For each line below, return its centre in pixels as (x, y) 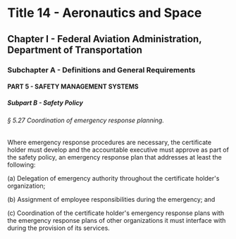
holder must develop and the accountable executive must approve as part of (118, 150)
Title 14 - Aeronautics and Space (105, 13)
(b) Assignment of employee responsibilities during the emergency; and (111, 199)
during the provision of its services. (59, 228)
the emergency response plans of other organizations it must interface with (117, 220)
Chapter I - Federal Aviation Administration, (105, 39)
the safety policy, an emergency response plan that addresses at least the (114, 157)
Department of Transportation (75, 50)
